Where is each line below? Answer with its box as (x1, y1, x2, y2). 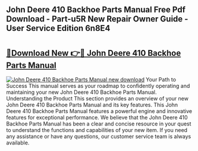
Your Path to (145, 76, 177, 83)
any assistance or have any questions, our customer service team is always (6, 133, 191, 140)
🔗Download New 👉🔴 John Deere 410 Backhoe (6, 48, 181, 58)
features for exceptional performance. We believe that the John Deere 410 (6, 114, 188, 121)
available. (6, 139, 30, 146)
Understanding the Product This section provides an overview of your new (6, 95, 189, 102)
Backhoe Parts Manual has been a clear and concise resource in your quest (6, 120, 191, 127)
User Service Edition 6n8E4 (6, 23, 111, 33)
